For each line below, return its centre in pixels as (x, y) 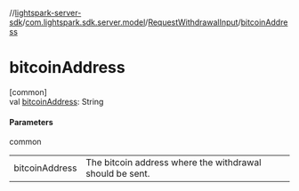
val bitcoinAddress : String (57, 101)
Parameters (31, 122)
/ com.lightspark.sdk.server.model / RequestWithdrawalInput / (132, 22)
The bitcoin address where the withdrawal (174, 163)
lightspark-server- (48, 13)
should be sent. (118, 174)
